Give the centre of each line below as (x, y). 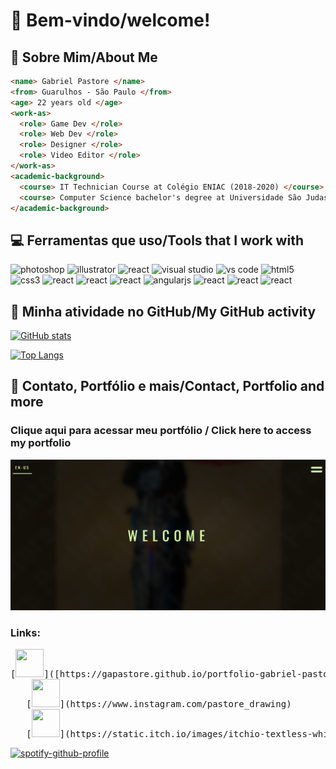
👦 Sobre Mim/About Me (84, 57)
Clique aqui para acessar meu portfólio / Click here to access (161, 431)
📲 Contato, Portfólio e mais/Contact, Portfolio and (167, 386)
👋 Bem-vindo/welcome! (110, 20)
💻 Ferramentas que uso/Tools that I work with (157, 240)
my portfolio (41, 443)
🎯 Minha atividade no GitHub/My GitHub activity (163, 311)
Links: (25, 632)
